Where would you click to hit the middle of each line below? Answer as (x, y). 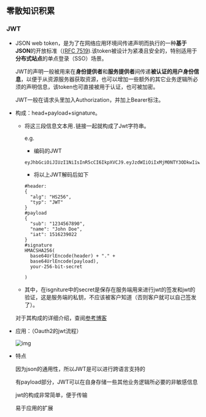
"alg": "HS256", (51, 197)
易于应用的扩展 (34, 408)
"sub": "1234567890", (58, 224)
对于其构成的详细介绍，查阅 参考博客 (61, 318)
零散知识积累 (31, 11)
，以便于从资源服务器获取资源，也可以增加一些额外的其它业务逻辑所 (107, 79)
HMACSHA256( (40, 250)
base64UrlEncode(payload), (64, 261)
